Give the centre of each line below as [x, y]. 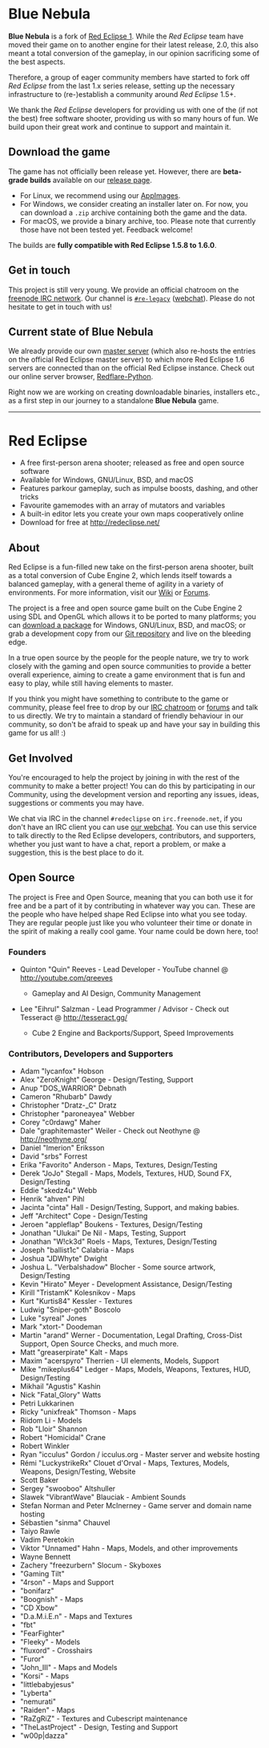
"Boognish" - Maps [52, 1600]
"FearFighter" [42, 1633]
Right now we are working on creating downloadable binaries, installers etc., [134, 392]
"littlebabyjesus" [47, 1685]
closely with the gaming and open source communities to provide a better [130, 666]
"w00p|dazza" [44, 1736]
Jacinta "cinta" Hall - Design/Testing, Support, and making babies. [129, 1208]
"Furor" [32, 1659]
